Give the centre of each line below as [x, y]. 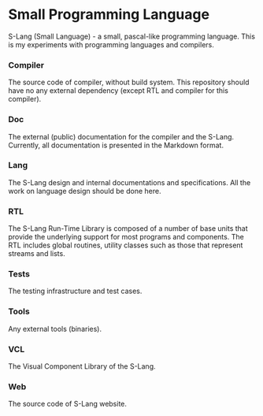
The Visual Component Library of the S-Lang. [82, 366]
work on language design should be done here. [85, 191]
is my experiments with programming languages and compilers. [111, 44]
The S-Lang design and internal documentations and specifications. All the [130, 182]
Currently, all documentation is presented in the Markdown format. [116, 145]
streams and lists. [37, 254]
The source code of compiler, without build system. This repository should [129, 82]
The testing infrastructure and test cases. [75, 291]
